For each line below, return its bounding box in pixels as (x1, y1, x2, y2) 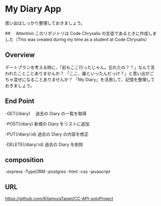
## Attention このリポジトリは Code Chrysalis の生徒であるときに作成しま (5, 30, 157, 36)
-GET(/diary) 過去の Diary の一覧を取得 (5, 110, 87, 116)
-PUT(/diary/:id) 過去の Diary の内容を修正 (5, 131, 89, 137)
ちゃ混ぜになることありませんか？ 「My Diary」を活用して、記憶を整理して (5, 76, 155, 82)
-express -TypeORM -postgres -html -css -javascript (5, 169, 110, 174)
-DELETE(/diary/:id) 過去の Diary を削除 (5, 141, 83, 147)
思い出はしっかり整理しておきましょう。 (5, 20, 86, 26)
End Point (5, 97, 35, 105)
